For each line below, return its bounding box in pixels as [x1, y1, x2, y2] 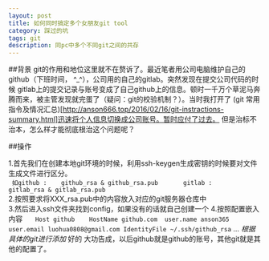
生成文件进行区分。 [8, 169, 72, 179]
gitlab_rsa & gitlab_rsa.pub [8, 186, 106, 195]
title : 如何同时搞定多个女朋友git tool [8, 19, 128, 27]
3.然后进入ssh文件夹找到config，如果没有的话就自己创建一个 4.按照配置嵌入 [8, 204, 259, 214]
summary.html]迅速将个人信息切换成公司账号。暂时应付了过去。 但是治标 [8, 114, 251, 124]
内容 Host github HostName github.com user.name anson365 [8, 214, 230, 224]
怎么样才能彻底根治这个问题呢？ [29, 125, 135, 135]
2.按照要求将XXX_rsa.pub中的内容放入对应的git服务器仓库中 [8, 194, 207, 204]
